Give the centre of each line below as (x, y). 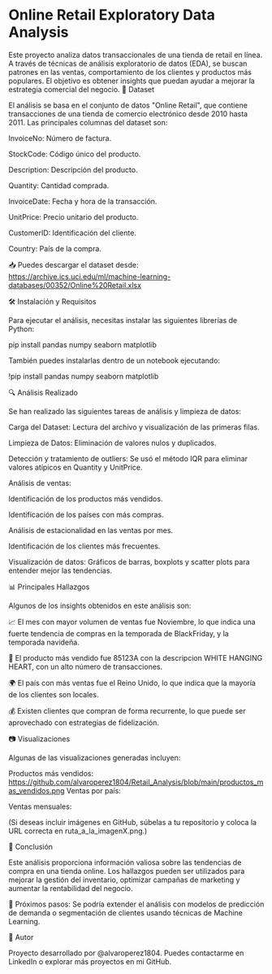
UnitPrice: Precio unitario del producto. (73, 216)
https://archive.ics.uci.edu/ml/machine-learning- (90, 276)
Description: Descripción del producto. (73, 169)
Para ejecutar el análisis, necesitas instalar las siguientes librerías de (123, 320)
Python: (22, 329)
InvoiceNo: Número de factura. (60, 138)
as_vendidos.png (37, 790)
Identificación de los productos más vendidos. (86, 499)
